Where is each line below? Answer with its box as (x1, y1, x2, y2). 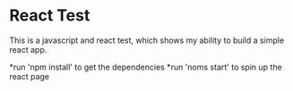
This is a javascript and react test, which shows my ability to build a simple (9, 35, 285, 45)
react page (9, 70, 50, 81)
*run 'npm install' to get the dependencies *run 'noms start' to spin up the (9, 62, 282, 72)
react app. (9, 44, 47, 54)
